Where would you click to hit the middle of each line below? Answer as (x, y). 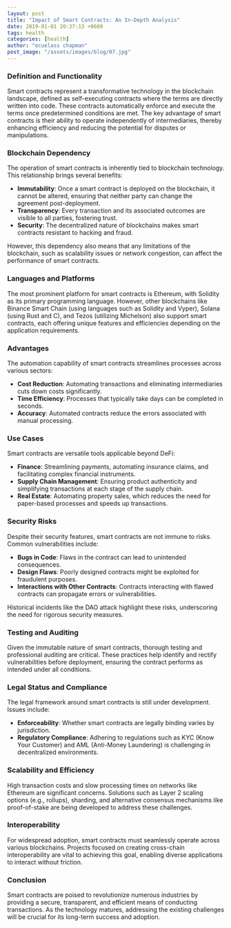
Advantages (28, 348)
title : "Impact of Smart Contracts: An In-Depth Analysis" (94, 20)
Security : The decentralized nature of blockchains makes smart (108, 226)
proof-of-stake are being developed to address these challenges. (100, 807)
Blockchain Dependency (49, 153)
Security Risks (32, 522)
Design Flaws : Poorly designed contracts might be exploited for (108, 572)
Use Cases (26, 438)
